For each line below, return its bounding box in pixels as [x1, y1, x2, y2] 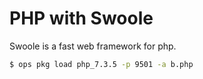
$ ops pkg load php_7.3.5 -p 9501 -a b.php [9, 59, 194, 69]
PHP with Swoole [9, 7, 154, 30]
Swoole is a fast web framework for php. [9, 40, 177, 52]
